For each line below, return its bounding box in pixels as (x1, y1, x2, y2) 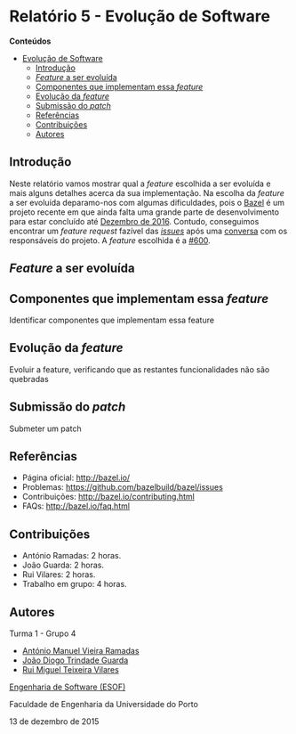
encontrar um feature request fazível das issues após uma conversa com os (9, 225, 288, 236)
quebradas (9, 373, 49, 384)
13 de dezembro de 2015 (9, 716, 100, 727)
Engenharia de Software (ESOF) (9, 681, 126, 692)
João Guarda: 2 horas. (21, 559, 105, 571)
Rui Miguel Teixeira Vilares (21, 665, 120, 675)
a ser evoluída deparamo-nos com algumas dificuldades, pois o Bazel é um (9, 197, 285, 208)
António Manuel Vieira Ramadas (21, 646, 140, 657)
